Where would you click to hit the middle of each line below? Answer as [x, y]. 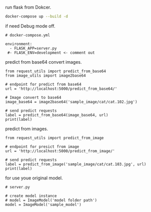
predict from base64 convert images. [43, 62]
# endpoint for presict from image [42, 147]
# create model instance [31, 196]
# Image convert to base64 [33, 97]
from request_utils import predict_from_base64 [56, 71]
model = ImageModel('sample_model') [43, 204]
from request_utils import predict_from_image [54, 138]
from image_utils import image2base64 [45, 75]
